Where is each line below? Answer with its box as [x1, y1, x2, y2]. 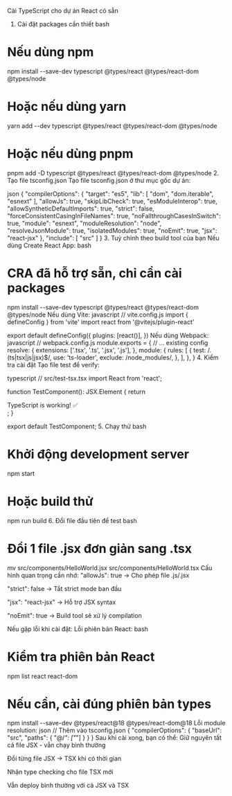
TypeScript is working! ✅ [7, 400, 78, 409]
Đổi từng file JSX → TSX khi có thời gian [7, 754, 122, 763]
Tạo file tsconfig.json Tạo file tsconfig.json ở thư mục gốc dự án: [7, 176, 191, 184]
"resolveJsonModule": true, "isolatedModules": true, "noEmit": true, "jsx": [7, 226, 217, 235]
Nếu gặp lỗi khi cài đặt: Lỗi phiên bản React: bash [7, 624, 149, 633]
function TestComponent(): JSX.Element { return [7, 387, 146, 396]
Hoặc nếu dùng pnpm [7, 146, 134, 162]
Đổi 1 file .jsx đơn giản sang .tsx [7, 540, 193, 556]
